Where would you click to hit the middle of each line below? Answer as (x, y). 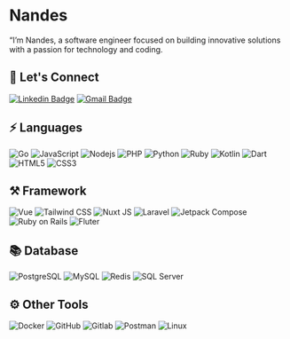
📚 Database (44, 251)
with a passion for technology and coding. (86, 49)
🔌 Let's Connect (54, 78)
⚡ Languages (46, 128)
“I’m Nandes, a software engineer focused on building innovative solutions (145, 40)
